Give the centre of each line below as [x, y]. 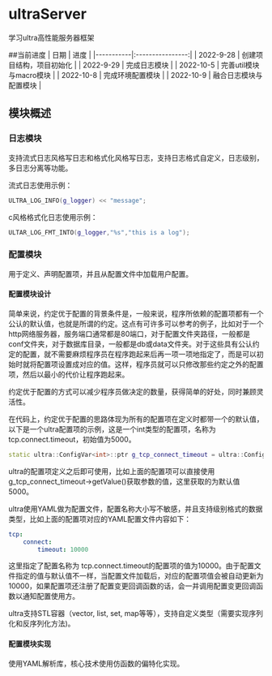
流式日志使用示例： [40, 185]
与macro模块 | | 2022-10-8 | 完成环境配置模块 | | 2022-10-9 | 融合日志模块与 [136, 75]
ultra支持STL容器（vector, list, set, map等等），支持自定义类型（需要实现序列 [136, 614]
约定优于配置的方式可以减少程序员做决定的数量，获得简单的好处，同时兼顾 [132, 391]
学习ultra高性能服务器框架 [51, 37]
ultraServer [48, 14]
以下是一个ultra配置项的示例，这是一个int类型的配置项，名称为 [112, 429]
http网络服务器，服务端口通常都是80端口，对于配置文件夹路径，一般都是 [130, 334]
